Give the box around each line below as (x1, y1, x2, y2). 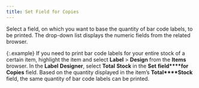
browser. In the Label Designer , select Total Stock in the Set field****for (6, 62, 189, 69)
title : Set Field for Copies (6, 8, 79, 15)
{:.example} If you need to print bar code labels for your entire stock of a (6, 49, 185, 57)
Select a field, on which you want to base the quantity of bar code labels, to (6, 25, 193, 32)
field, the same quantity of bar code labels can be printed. (6, 75, 150, 82)
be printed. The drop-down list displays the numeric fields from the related (6, 31, 191, 39)
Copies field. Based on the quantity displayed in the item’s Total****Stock (6, 68, 193, 75)
